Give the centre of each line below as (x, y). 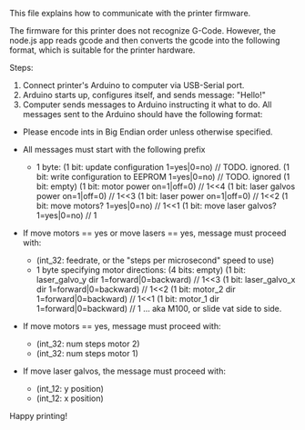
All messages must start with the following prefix (114, 150)
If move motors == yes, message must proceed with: (122, 326)
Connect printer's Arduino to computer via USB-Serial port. (133, 85)
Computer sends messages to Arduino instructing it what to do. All (147, 105)
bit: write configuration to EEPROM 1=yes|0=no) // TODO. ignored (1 (163, 177)
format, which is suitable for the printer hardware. (102, 50)
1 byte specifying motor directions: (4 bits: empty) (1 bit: (141, 270)
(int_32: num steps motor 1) (87, 353)
